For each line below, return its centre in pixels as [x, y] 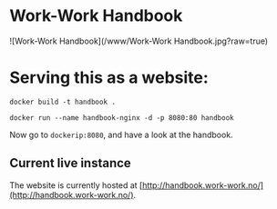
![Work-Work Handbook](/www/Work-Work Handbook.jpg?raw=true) [139, 41]
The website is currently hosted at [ [76, 185]
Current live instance [71, 163]
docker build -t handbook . [63, 102]
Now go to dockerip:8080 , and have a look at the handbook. [122, 134]
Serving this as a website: [109, 78]
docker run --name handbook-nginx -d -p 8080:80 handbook [122, 118]
